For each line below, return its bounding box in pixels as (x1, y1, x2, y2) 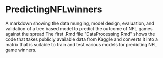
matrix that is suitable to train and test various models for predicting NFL (5, 41, 157, 47)
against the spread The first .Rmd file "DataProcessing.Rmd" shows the (5, 31, 155, 37)
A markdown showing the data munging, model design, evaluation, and (5, 20, 154, 26)
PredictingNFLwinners (5, 4, 102, 15)
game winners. (5, 47, 37, 53)
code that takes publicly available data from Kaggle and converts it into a (5, 36, 158, 42)
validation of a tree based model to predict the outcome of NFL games (5, 25, 153, 31)
